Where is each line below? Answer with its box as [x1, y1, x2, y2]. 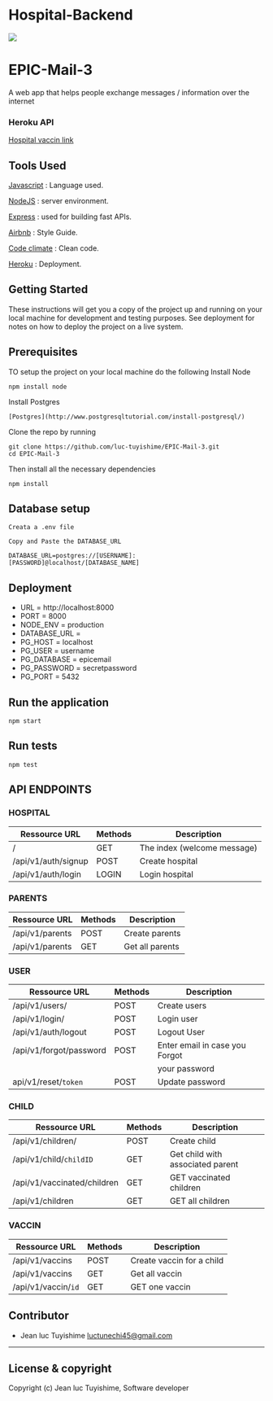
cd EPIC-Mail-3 [8, 449, 60, 458]
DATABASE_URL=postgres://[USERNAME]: [8, 552, 136, 560]
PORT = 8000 [19, 611, 67, 621]
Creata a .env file [8, 523, 75, 532]
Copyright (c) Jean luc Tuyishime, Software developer [8, 1383, 189, 1393]
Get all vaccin [130, 1267, 183, 1279]
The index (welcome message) [139, 842, 258, 853]
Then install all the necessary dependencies [8, 464, 156, 474]
